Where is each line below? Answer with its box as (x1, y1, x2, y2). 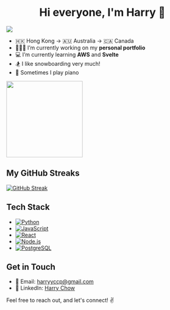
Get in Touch (6, 262, 56, 272)
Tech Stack (6, 202, 50, 212)
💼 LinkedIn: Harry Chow (15, 284, 75, 292)
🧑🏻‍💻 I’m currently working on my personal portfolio (15, 44, 146, 51)
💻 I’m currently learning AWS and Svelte (15, 51, 119, 58)
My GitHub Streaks (6, 168, 80, 179)
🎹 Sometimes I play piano (15, 68, 79, 76)
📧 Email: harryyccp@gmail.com (15, 278, 94, 286)
